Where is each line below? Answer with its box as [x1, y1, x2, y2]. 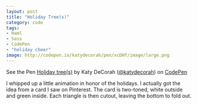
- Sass [6, 36, 22, 42]
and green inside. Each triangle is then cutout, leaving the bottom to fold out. [6, 92, 192, 99]
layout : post [6, 8, 38, 15]
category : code [6, 19, 44, 25]
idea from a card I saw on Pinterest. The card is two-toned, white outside [6, 86, 183, 93]
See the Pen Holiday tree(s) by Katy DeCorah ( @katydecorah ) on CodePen [6, 68, 188, 75]
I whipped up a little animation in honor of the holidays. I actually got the [6, 80, 181, 87]
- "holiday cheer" [6, 47, 51, 53]
